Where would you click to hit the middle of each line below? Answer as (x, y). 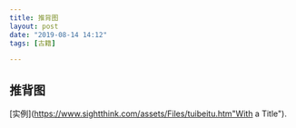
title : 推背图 (34, 18)
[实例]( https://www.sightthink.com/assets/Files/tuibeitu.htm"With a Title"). (148, 113)
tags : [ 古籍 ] (33, 43)
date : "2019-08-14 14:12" (58, 34)
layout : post (34, 26)
